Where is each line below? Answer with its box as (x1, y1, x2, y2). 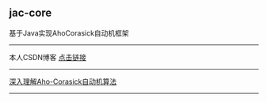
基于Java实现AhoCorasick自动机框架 (9, 28, 129, 38)
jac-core (9, 6, 52, 20)
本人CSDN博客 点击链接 (9, 52, 86, 62)
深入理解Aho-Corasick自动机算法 (9, 77, 117, 86)
